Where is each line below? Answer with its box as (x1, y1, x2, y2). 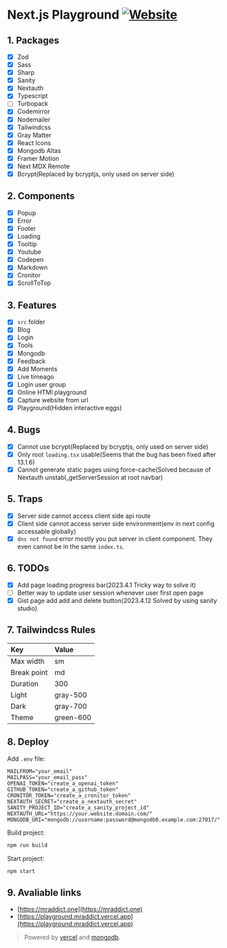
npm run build (7, 842, 48, 848)
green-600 (54, 712, 92, 722)
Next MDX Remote (17, 162, 70, 170)
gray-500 (54, 690, 88, 700)
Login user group (17, 380, 67, 389)
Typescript (17, 92, 48, 100)
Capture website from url (17, 396, 88, 404)
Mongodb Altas (17, 146, 61, 155)
